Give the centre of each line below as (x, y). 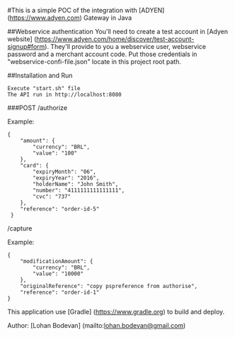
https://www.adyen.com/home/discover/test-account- (115, 39)
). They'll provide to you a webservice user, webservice (126, 46)
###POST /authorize (38, 108)
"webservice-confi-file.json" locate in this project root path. (94, 62)
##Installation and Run (40, 75)
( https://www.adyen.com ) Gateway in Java (70, 18)
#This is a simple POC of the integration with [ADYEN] (86, 10)
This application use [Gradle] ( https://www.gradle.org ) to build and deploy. (116, 312)
